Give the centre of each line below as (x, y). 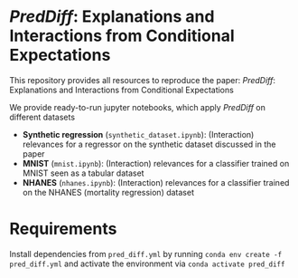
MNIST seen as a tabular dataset (83, 173)
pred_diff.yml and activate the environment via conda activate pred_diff (147, 264)
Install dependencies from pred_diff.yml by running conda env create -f (146, 254)
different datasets (42, 117)
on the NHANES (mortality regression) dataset (108, 192)
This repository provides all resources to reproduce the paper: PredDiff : (143, 80)
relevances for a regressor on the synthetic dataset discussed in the (149, 144)
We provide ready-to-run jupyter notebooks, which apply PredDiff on (138, 107)
